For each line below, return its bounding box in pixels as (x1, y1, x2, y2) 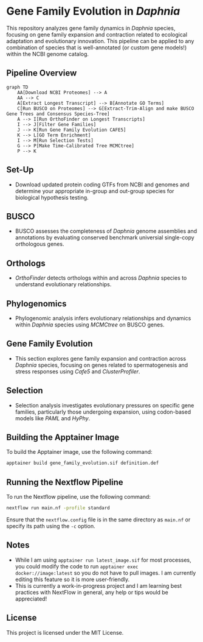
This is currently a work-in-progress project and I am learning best (15, 582, 182, 589)
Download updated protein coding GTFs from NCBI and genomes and (15, 181, 190, 188)
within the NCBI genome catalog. (6, 50, 89, 57)
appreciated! (15, 595, 47, 602)
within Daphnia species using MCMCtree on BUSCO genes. (15, 321, 165, 328)
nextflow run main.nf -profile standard (6, 505, 111, 511)
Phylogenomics (6, 298, 67, 309)
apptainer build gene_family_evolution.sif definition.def (6, 460, 159, 467)
